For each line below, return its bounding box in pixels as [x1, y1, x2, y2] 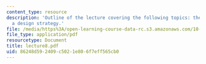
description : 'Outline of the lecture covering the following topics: [6, 15, 191, 21]
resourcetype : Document [6, 37, 67, 43]
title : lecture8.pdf [6, 43, 59, 49]
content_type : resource [6, 9, 67, 15]
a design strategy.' [12, 20, 64, 26]
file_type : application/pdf [6, 32, 78, 38]
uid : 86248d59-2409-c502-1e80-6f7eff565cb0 [6, 49, 120, 55]
